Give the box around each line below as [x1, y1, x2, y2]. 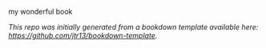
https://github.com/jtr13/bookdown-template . [8, 31, 158, 40]
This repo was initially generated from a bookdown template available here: [8, 22, 259, 31]
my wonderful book [8, 7, 73, 16]
